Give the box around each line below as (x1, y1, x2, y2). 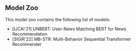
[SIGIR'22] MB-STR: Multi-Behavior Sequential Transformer (12, 36, 131, 42)
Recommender (12, 41, 42, 47)
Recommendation (12, 31, 48, 37)
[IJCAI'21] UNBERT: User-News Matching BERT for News (12, 26, 126, 32)
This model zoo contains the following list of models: (5, 16, 111, 22)
